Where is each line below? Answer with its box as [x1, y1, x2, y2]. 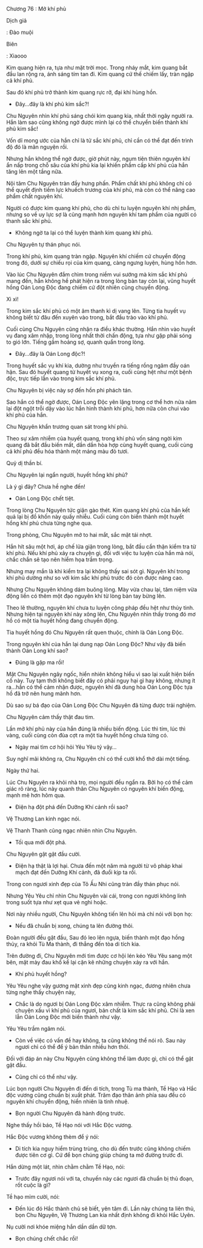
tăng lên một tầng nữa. [6, 168, 63, 175]
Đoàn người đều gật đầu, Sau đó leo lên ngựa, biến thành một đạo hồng [6, 934, 185, 941]
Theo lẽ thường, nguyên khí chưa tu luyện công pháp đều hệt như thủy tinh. [6, 604, 195, 611]
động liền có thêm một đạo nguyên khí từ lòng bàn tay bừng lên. [6, 592, 167, 599]
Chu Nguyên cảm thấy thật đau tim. [6, 714, 95, 720]
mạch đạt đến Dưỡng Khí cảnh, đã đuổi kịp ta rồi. [15, 868, 138, 876]
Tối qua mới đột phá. [15, 839, 67, 846]
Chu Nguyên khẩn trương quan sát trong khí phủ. [6, 423, 128, 430]
